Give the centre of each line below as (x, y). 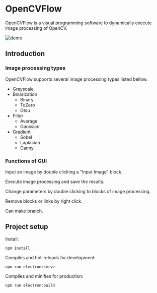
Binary (27, 99)
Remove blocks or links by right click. (44, 201)
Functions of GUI (26, 161)
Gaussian (30, 126)
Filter (18, 115)
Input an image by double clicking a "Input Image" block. (64, 171)
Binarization (25, 94)
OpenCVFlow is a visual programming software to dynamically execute (78, 23)
